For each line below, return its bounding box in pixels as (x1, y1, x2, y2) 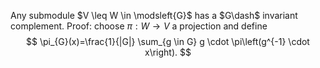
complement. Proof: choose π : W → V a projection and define (10, 20, 268, 32)
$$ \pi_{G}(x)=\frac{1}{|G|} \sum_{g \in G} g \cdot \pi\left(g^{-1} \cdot (26, 36, 310, 47)
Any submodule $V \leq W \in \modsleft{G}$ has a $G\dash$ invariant (10, 10, 298, 21)
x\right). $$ (144, 46, 192, 58)
